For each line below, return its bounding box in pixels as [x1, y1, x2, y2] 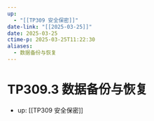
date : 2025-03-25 [7, 29, 58, 37]
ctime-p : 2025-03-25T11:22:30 [7, 36, 96, 43]
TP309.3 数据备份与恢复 [7, 82, 148, 98]
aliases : [7, 43, 33, 50]
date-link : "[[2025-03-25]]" [7, 23, 92, 30]
